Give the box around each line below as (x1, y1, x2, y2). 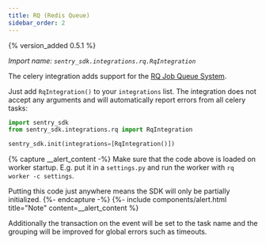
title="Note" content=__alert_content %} (8, 203, 139, 213)
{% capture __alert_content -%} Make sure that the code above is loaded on (8, 155, 256, 164)
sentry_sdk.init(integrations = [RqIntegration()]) (8, 140, 176, 148)
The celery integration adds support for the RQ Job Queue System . (8, 71, 227, 81)
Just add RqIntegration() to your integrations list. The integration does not (8, 86, 256, 96)
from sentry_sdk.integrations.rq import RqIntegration (8, 126, 193, 134)
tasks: (8, 103, 28, 113)
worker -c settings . (8, 171, 74, 181)
